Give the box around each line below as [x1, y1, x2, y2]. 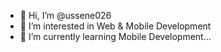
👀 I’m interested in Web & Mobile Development [19, 20, 212, 32]
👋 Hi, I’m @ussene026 [19, 10, 112, 21]
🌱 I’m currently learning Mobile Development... [19, 31, 212, 42]
